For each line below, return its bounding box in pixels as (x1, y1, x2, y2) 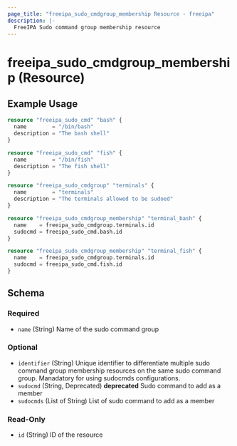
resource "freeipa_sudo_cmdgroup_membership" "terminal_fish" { (7, 247, 202, 255)
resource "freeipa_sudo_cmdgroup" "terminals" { (7, 182, 154, 190)
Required (7, 308, 40, 318)
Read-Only (7, 414, 46, 424)
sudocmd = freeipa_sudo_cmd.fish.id (14, 261, 122, 268)
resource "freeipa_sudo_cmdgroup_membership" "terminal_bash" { (7, 214, 202, 222)
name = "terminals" (14, 189, 94, 196)
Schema (7, 287, 45, 299)
